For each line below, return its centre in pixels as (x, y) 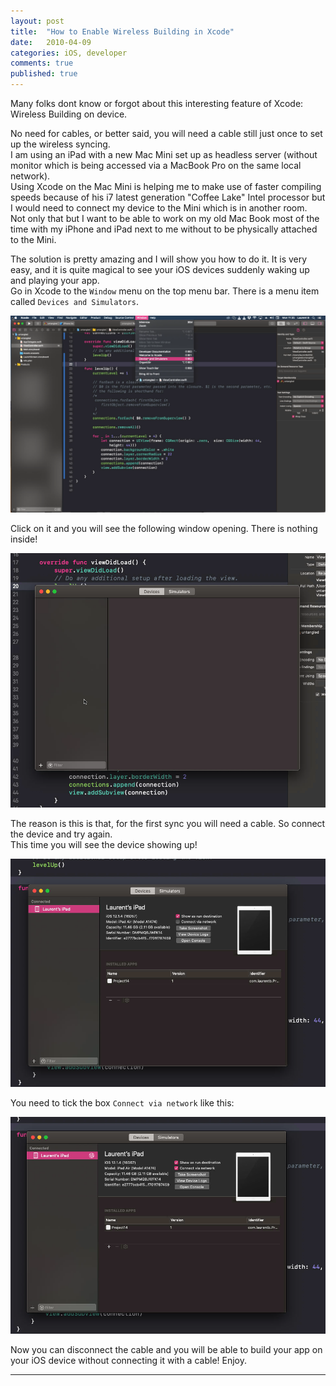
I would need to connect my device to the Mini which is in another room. (159, 208)
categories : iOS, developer (69, 53)
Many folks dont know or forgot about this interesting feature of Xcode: (157, 103)
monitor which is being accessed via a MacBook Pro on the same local (156, 165)
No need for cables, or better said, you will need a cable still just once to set (166, 133)
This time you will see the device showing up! (104, 845)
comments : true (42, 63)
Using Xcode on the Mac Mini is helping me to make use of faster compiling (166, 186)
